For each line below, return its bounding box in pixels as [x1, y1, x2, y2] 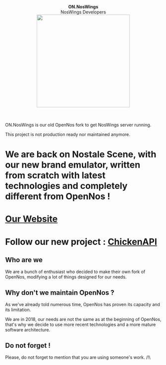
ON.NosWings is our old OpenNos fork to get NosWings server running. [5, 122, 152, 128]
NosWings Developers [60, 9, 107, 15]
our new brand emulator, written [5, 159, 140, 171]
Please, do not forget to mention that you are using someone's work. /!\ [5, 355, 151, 360]
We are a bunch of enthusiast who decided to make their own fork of [5, 269, 146, 275]
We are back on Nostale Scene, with [5, 149, 157, 160]
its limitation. [5, 307, 31, 313]
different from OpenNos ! [5, 191, 111, 202]
